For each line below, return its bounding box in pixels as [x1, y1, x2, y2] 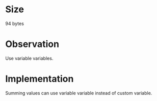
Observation [5, 38, 60, 50]
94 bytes [5, 20, 24, 27]
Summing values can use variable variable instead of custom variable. [5, 90, 152, 96]
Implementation [5, 73, 74, 85]
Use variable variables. [5, 55, 54, 61]
